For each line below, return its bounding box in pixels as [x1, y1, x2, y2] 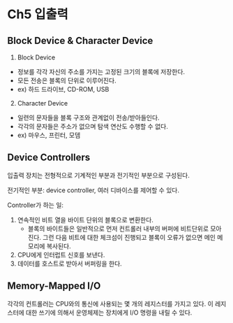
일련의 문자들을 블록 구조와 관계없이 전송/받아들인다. [17, 113, 160, 122]
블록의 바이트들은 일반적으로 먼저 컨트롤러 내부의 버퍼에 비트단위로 [27, 224, 209, 233]
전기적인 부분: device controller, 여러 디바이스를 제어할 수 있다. [7, 186, 180, 194]
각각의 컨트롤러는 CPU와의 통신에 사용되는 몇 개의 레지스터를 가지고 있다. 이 [7, 299, 214, 308]
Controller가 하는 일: [7, 201, 64, 209]
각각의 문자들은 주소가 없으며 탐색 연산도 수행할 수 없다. [17, 122, 169, 130]
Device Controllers [7, 152, 91, 164]
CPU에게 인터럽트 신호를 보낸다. [17, 250, 105, 259]
